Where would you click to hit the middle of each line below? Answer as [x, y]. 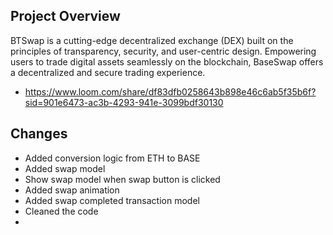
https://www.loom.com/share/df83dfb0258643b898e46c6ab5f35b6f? [170, 91]
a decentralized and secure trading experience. [108, 72]
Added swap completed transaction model [112, 200]
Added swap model [65, 168]
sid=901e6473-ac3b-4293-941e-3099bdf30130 [124, 102]
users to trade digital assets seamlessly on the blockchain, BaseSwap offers [167, 61]
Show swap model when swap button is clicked [122, 179]
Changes [39, 134]
